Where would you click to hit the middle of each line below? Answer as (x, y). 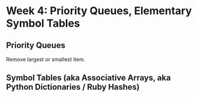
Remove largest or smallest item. (46, 59)
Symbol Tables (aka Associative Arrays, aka (88, 78)
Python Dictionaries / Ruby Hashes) (73, 87)
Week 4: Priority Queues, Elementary (99, 11)
